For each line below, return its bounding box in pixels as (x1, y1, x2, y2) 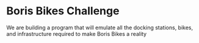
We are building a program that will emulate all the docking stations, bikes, (6, 24, 194, 31)
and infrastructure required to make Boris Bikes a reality (6, 30, 147, 37)
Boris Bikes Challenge (6, 4, 120, 18)
